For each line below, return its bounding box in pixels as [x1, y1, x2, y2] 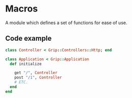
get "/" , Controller [14, 70, 58, 75]
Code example [5, 34, 52, 43]
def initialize [10, 61, 42, 66]
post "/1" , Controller [14, 75, 62, 80]
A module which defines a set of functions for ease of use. [5, 20, 127, 26]
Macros [5, 3, 38, 15]
